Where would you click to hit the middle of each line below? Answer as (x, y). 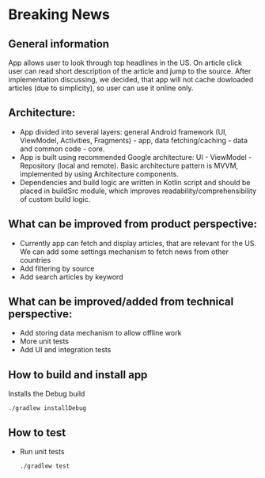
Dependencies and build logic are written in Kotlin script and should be (135, 182)
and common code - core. (62, 149)
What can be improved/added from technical (121, 302)
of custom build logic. (55, 199)
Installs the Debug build (47, 394)
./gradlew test (45, 466)
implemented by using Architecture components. (99, 174)
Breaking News (59, 15)
